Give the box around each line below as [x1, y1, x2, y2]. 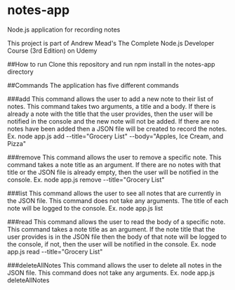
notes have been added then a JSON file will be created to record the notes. [7, 124, 227, 133]
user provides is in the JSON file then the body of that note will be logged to [7, 232, 227, 241]
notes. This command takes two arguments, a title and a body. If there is [7, 102, 216, 110]
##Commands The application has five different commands [7, 81, 179, 89]
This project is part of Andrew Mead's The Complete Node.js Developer [7, 39, 215, 47]
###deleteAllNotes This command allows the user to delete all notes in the [7, 261, 222, 269]
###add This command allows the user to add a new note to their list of [7, 94, 214, 103]
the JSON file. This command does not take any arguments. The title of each [7, 196, 229, 205]
